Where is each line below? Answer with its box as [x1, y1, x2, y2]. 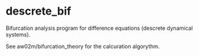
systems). [5, 30, 31, 38]
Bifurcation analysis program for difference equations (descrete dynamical [5, 24, 193, 32]
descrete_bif [5, 4, 71, 18]
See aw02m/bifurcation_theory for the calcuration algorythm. [5, 43, 160, 50]
